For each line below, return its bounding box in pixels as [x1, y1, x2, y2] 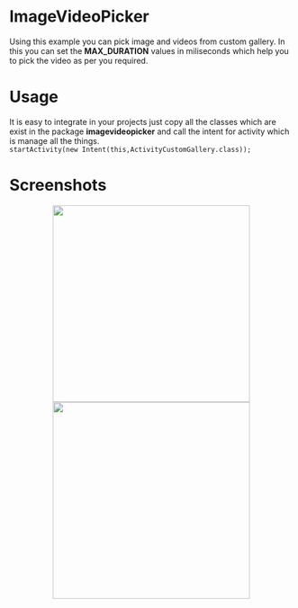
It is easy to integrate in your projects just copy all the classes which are [9, 116, 276, 127]
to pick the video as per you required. [9, 55, 149, 66]
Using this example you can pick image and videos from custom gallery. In [9, 36, 285, 47]
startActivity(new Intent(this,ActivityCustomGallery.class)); [9, 145, 252, 154]
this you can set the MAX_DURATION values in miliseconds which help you [9, 45, 290, 56]
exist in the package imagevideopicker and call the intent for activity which [9, 126, 290, 137]
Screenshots [9, 175, 107, 195]
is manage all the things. [9, 135, 100, 146]
